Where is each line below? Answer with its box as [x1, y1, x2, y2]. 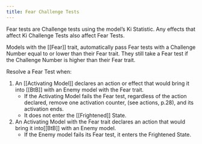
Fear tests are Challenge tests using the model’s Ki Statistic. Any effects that [6, 25, 196, 33]
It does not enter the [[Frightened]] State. [24, 111, 127, 119]
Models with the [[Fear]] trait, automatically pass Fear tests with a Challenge [6, 43, 196, 51]
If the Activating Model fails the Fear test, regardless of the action [24, 92, 187, 99]
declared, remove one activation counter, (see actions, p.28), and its [24, 99, 194, 106]
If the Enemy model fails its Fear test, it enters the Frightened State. [24, 131, 192, 138]
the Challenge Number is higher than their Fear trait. [6, 56, 136, 63]
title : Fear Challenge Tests [6, 8, 80, 15]
